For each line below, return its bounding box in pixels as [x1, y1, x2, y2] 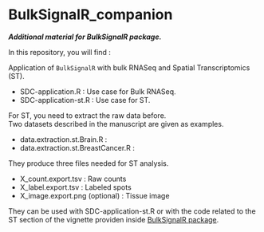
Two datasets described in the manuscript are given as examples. [8, 119, 224, 128]
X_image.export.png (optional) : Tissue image [19, 191, 170, 200]
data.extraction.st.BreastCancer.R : [19, 143, 136, 152]
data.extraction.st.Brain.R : [19, 134, 108, 144]
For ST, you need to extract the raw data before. [8, 110, 167, 120]
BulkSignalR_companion [8, 6, 173, 24]
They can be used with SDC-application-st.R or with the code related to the [8, 206, 257, 216]
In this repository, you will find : [8, 47, 112, 57]
